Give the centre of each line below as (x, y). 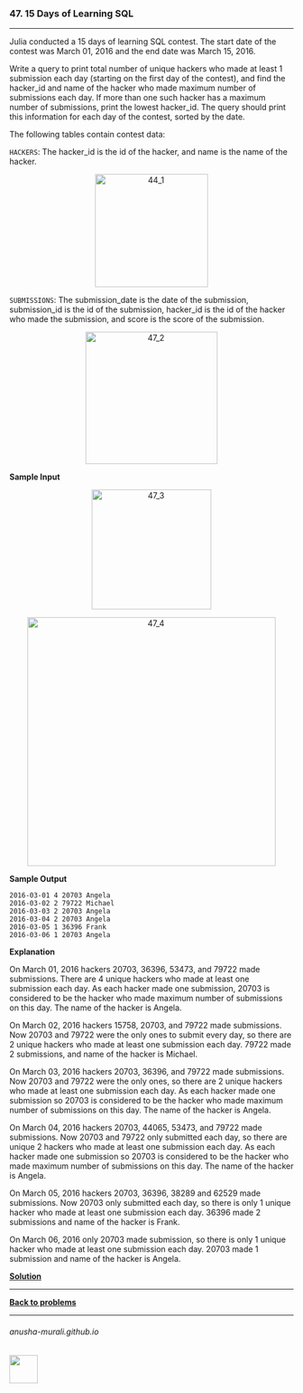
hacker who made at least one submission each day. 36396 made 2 (135, 1213)
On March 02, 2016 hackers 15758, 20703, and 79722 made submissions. (146, 1026)
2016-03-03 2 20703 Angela (60, 912)
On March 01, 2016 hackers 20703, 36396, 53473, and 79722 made (135, 970)
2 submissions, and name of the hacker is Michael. (104, 1054)
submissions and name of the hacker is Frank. (95, 1222)
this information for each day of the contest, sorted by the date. (127, 117)
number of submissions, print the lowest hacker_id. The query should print (148, 108)
